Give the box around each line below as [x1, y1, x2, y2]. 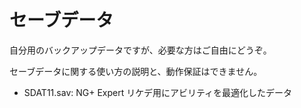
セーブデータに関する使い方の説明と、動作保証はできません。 [9, 65, 263, 77]
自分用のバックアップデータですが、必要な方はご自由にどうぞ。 [9, 44, 272, 56]
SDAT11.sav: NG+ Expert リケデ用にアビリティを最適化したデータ [23, 86, 293, 98]
